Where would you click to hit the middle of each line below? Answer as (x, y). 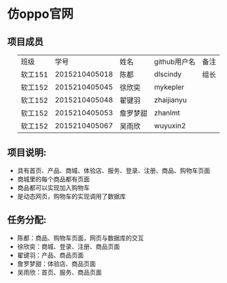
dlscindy (168, 74)
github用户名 (175, 61)
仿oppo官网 (40, 14)
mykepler (169, 87)
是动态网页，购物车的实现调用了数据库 (71, 196)
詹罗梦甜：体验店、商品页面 (56, 263)
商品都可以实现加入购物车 (53, 188)
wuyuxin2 (170, 126)
